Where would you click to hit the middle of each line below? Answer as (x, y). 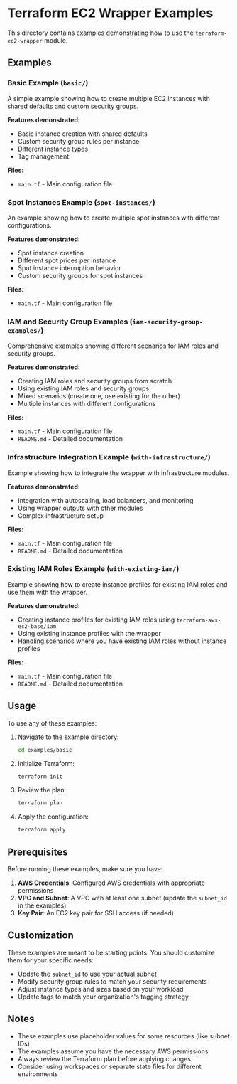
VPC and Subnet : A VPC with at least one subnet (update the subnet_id (122, 898)
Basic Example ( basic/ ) (48, 83)
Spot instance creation (51, 253)
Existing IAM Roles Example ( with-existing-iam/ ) (93, 569)
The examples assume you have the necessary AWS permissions (113, 1051)
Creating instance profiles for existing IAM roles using (96, 620)
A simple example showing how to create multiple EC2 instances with (109, 98)
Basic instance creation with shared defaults (82, 134)
